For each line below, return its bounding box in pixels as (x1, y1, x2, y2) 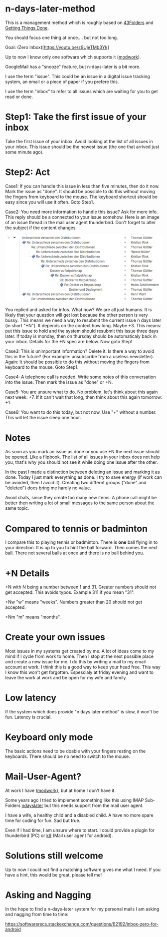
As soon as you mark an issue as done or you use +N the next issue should (5, 449, 160, 455)
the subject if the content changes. (5, 225, 77, 231)
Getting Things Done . (5, 25, 49, 31)
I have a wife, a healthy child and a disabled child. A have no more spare (5, 812, 154, 818)
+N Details (5, 567, 50, 579)
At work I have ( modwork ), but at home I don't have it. (5, 787, 116, 793)
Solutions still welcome (5, 850, 104, 861)
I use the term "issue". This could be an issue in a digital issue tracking (5, 73, 151, 79)
